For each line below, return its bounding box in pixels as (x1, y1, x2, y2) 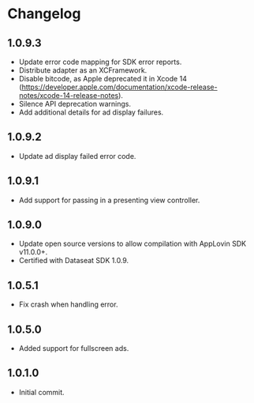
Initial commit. (18, 387, 65, 397)
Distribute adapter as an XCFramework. (18, 66, 148, 75)
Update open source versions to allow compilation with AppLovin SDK (18, 239, 246, 249)
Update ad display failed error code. (18, 151, 136, 160)
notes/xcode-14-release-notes (18, 91, 119, 100)
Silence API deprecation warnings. (18, 100, 132, 108)
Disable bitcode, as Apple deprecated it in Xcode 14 (18, 74, 187, 83)
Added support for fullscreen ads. (18, 344, 129, 353)
